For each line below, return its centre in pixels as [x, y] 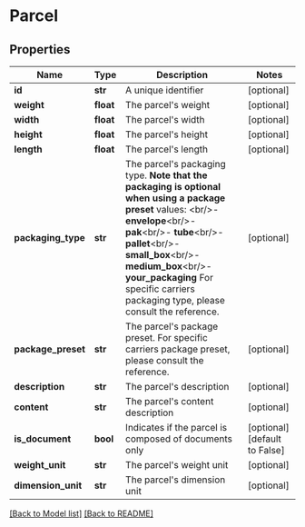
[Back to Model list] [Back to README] [82, 513]
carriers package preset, [178, 349]
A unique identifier [165, 90]
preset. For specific [167, 338]
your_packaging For [169, 278]
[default [265, 439]
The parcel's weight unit [177, 465]
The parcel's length [167, 149]
